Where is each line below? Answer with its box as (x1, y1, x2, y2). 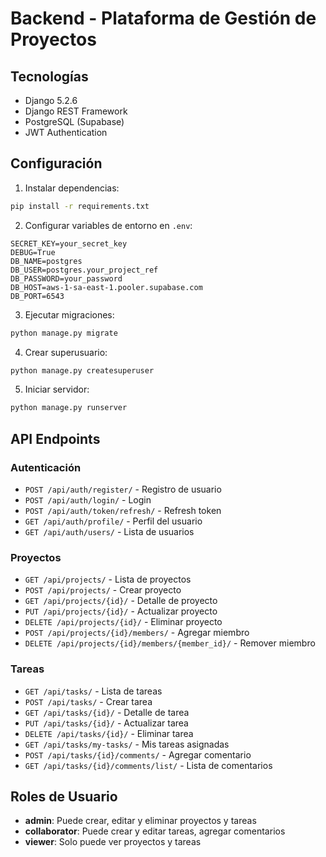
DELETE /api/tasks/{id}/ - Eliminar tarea (24, 727, 194, 739)
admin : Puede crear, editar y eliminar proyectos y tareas (24, 815, 257, 827)
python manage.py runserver (10, 403, 128, 413)
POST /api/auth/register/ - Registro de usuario (24, 483, 222, 495)
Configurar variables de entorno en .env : (24, 219, 193, 231)
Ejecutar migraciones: (24, 308, 115, 321)
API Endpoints (10, 430, 101, 447)
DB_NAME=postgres (10, 256, 83, 266)
